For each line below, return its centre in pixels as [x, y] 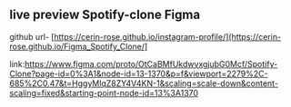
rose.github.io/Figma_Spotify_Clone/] [79, 46]
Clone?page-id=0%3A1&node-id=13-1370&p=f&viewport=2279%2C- [139, 73]
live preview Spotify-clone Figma [105, 15]
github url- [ [32, 36]
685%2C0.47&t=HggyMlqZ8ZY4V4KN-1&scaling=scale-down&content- [144, 83]
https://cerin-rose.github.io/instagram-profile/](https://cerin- [168, 36]
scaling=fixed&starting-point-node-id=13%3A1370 [104, 92]
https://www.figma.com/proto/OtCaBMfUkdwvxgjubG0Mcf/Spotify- [151, 63]
